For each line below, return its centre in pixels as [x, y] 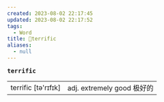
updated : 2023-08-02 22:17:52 [50, 20]
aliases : [19, 45]
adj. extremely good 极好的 [110, 88]
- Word [23, 33]
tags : [15, 26]
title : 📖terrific [32, 39]
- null [23, 52]
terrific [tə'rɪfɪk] [36, 88]
